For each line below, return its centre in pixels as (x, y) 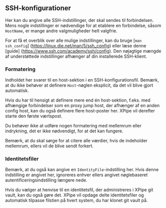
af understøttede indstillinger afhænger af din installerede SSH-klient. (76, 56)
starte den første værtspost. (34, 116)
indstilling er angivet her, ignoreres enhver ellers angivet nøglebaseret (76, 175)
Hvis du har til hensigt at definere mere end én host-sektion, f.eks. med (78, 100)
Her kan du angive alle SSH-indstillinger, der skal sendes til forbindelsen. (80, 20)
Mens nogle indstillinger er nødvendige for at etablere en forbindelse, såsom (83, 25)
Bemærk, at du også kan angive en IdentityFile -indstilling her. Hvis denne (82, 170)
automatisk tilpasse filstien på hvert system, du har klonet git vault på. (77, 201)
